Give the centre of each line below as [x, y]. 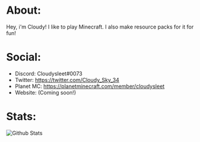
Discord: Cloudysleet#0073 [48, 73]
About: [24, 10]
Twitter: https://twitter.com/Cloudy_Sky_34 [67, 80]
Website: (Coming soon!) [45, 92]
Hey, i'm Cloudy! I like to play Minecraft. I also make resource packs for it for [100, 27]
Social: [24, 57]
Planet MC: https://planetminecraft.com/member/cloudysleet [90, 86]
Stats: [21, 117]
